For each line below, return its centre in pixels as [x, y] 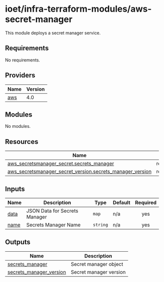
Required [146, 202]
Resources [22, 142]
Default [122, 202]
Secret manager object [97, 264]
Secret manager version [98, 272]
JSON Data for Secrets [52, 211]
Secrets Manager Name [53, 225]
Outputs [18, 242]
